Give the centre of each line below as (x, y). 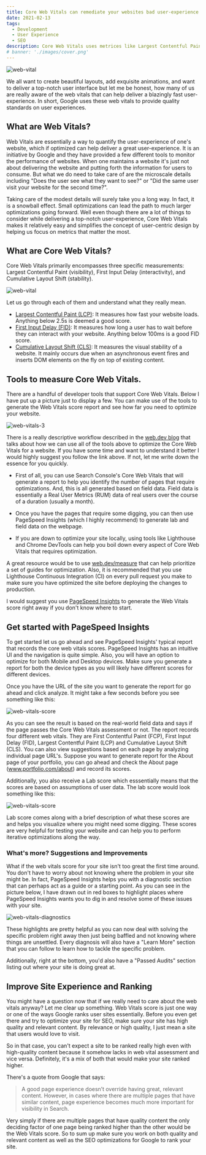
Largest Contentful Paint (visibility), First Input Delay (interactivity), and (96, 272)
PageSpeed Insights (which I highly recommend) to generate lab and (102, 520)
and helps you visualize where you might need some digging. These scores (101, 824)
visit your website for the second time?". (57, 187)
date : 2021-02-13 (29, 18)
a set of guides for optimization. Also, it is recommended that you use (94, 570)
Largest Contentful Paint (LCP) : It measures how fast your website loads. (107, 314)
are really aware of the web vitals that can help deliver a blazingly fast (94, 94)
